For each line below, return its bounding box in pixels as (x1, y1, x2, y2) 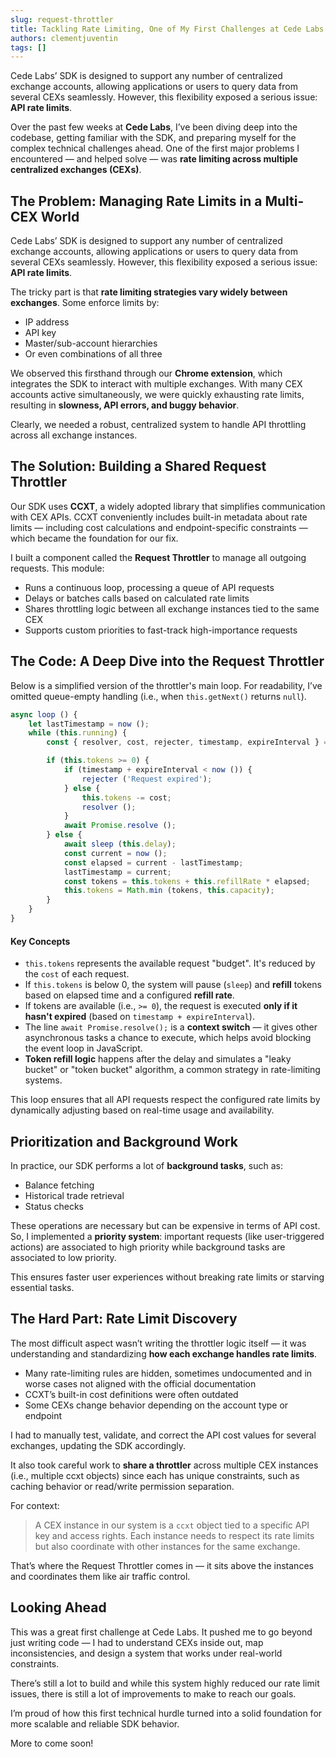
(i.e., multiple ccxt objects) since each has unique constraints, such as (10, 1469, 300, 1481)
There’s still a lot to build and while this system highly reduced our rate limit (10, 1677, 320, 1689)
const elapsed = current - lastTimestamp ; (63, 857, 244, 868)
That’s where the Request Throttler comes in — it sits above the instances (10, 1559, 314, 1571)
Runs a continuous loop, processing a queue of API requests (24, 581, 275, 593)
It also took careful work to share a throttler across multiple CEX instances (10, 1459, 319, 1471)
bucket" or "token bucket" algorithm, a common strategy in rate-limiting (24, 1064, 321, 1076)
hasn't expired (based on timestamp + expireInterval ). (24, 1011, 255, 1023)
